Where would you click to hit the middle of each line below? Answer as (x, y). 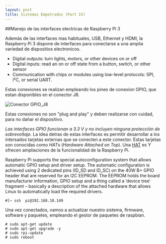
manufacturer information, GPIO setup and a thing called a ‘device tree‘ (78, 181)
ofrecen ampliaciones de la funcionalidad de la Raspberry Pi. (67, 150)
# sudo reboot (20, 237)
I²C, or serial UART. (32, 80)
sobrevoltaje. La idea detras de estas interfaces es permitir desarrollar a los (83, 134)
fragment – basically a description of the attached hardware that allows (78, 186)
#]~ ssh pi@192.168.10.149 (34, 200)
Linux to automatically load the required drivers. (54, 191)
